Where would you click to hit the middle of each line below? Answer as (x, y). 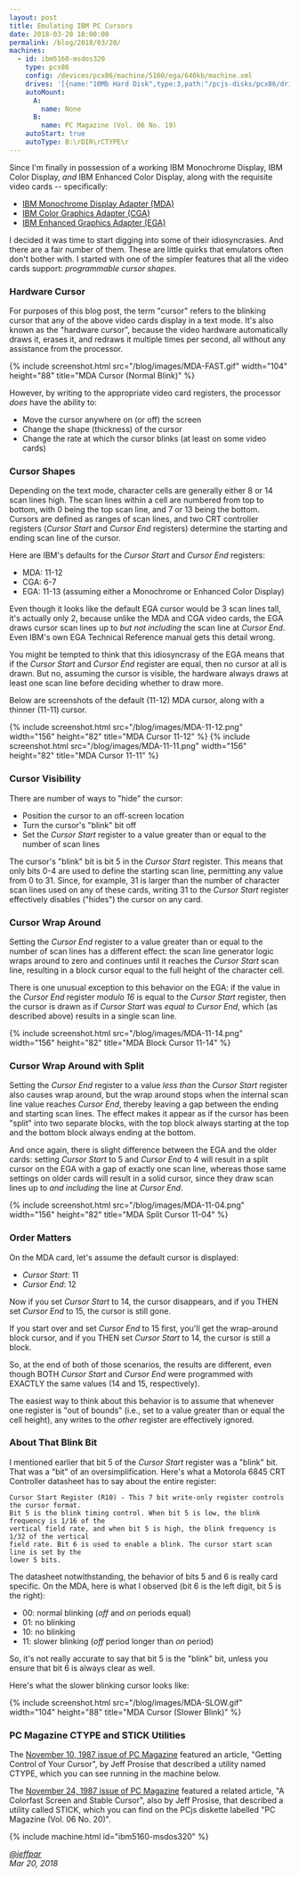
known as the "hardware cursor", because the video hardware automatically (149, 330)
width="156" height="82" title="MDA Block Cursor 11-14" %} (120, 1042)
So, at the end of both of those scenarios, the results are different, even (141, 1364)
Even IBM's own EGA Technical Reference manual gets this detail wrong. (142, 637)
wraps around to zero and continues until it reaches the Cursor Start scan (144, 960)
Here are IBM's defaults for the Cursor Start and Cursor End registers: (137, 555)
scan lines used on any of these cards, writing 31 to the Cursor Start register (149, 890)
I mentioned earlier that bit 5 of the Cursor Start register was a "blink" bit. (144, 1462)
